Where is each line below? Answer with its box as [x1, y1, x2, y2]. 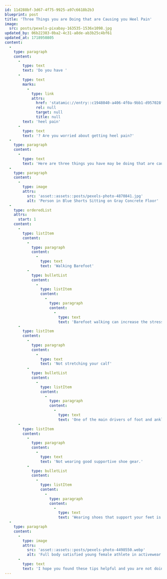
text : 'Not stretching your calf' [40, 361, 112, 366]
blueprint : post [4, 12, 38, 17]
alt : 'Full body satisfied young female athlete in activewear [26, 552, 162, 557]
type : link [31, 91, 54, 96]
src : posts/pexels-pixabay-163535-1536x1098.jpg [9, 26, 112, 31]
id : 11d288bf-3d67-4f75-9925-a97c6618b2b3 [4, 7, 94, 13]
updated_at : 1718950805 [4, 36, 54, 41]
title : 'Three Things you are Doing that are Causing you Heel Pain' [4, 17, 153, 22]
